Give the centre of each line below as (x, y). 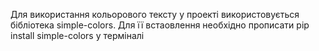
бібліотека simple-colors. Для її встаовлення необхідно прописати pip (160, 25)
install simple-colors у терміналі (77, 35)
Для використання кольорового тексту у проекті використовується (155, 14)
